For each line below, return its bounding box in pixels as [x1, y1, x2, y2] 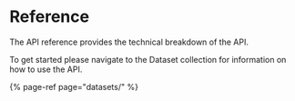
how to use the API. [9, 64, 83, 75]
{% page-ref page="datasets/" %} [9, 81, 139, 92]
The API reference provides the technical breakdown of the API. [9, 36, 249, 47]
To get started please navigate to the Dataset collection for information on [9, 54, 287, 65]
